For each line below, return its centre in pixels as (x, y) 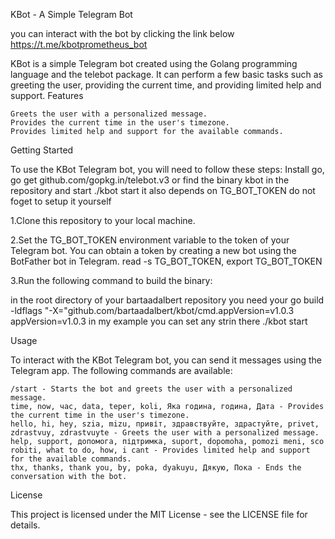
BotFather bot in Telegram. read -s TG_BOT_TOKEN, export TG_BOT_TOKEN (166, 261)
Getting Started (42, 150)
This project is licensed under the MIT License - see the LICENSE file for (159, 514)
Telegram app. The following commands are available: (121, 370)
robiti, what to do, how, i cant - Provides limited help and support (160, 450)
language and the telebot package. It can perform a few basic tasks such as (166, 74)
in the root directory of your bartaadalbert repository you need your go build (167, 300)
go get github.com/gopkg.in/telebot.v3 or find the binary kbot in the (150, 180)
